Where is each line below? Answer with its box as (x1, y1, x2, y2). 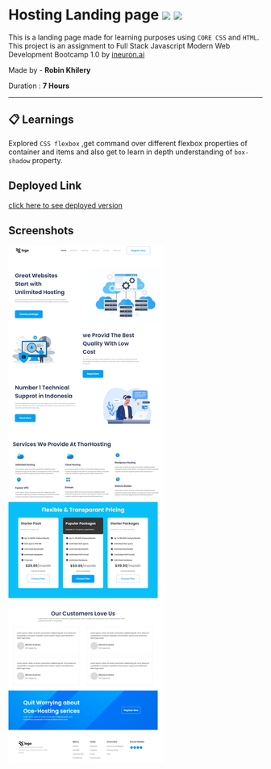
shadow (8, 157, 31, 165)
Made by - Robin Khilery (8, 65, 91, 74)
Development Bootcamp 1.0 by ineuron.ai (8, 49, 145, 59)
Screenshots (8, 224, 74, 237)
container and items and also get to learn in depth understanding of (8, 147, 233, 157)
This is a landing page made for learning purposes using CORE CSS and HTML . (8, 32, 260, 42)
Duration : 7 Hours (8, 81, 70, 90)
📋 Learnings (8, 113, 74, 127)
